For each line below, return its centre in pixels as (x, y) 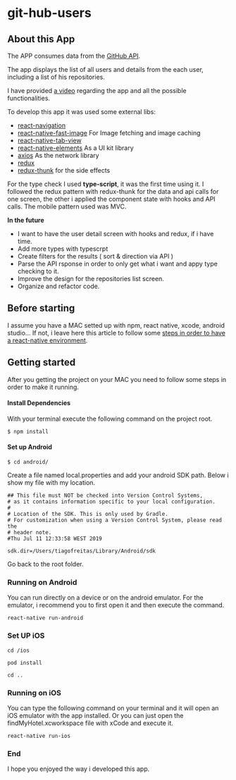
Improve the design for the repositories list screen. (91, 279)
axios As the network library (58, 155)
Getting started (42, 363)
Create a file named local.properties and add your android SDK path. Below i (118, 475)
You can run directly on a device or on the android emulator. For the (105, 598)
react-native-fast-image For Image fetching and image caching (109, 133)
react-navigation (42, 125)
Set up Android (30, 447)
